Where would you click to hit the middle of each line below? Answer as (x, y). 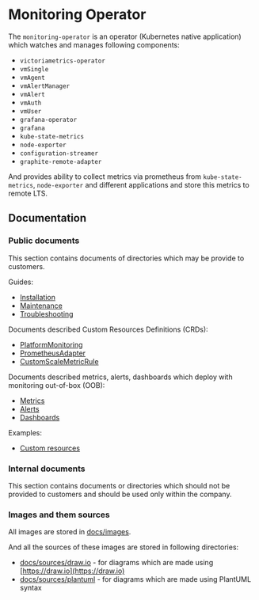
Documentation (48, 218)
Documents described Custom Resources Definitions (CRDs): (108, 329)
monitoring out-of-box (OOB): (57, 385)
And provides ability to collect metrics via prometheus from (105, 177)
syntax (30, 588)
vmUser (30, 111)
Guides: (21, 282)
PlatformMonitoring (51, 344)
